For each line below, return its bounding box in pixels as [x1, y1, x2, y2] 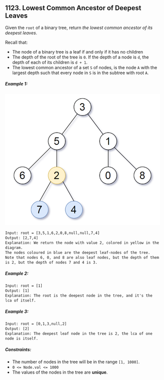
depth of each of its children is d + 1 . [12, 59, 88, 65]
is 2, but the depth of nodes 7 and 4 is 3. [5, 260, 98, 265]
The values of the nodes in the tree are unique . [12, 369, 108, 375]
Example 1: [5, 81, 28, 87]
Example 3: [5, 308, 28, 314]
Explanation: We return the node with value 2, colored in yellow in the [5, 241, 160, 245]
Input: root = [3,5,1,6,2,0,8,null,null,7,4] [5, 231, 100, 236]
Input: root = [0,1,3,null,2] [5, 322, 67, 326]
